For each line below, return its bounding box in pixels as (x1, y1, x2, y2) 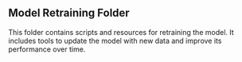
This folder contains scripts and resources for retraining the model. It (8, 27, 235, 37)
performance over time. (8, 44, 86, 54)
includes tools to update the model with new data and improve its (8, 36, 222, 45)
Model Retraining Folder (8, 6, 130, 20)
